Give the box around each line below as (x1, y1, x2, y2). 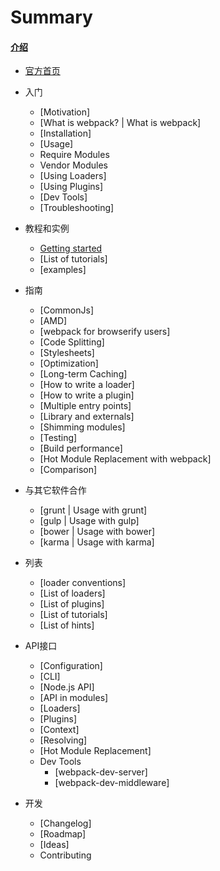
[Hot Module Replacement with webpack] (39, 453, 212, 465)
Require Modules (39, 149, 110, 161)
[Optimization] (39, 357, 99, 370)
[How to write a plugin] (39, 389, 135, 401)
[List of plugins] (39, 598, 105, 610)
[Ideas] (39, 839, 70, 851)
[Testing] (39, 432, 78, 444)
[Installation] (39, 127, 92, 140)
